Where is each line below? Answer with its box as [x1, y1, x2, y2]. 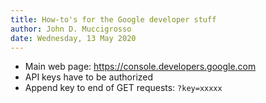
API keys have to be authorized [24, 71, 154, 83]
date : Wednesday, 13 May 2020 [10, 33, 137, 43]
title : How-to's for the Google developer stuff [10, 14, 217, 25]
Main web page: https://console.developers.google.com [24, 61, 257, 73]
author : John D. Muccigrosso [10, 24, 132, 34]
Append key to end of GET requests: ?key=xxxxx [24, 82, 223, 94]
